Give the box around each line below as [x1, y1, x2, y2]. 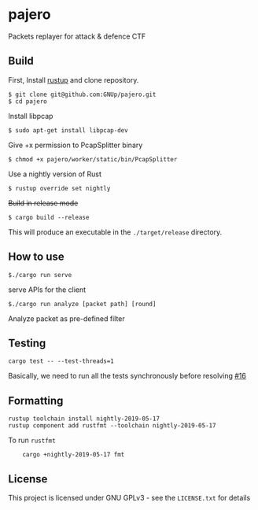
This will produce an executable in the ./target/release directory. [8, 227, 223, 237]
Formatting [8, 394, 64, 407]
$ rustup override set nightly [8, 184, 111, 192]
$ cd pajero [8, 97, 47, 105]
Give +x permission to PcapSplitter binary [8, 140, 143, 150]
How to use [8, 250, 64, 264]
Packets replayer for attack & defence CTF [8, 31, 146, 41]
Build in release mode [8, 198, 79, 208]
